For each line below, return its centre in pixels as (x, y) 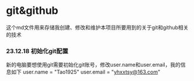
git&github (32, 11)
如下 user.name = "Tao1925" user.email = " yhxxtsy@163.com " (86, 72)
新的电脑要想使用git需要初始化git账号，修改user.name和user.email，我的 (93, 65)
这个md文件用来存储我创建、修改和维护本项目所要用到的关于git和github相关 (97, 27)
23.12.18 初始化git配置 (37, 51)
